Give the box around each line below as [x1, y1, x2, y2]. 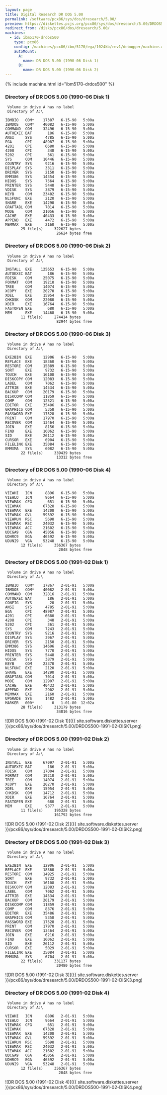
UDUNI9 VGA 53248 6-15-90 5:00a [5, 539, 94, 544]
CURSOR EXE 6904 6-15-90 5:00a [5, 437, 94, 443]
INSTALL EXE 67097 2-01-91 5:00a [5, 760, 94, 765]
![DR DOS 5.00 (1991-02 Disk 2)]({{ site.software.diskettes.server [5, 821, 138, 827]
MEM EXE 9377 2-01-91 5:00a [5, 804, 94, 809]
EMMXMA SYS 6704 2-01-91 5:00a [5, 954, 94, 960]
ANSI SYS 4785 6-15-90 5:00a [5, 135, 94, 140]
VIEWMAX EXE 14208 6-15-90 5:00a [5, 508, 94, 513]
